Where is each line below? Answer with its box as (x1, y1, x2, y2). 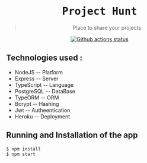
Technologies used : (6, 53, 83, 63)
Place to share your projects (72, 24, 142, 31)
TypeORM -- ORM (14, 94, 59, 101)
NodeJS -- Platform (14, 68, 63, 76)
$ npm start (6, 151, 36, 158)
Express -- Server (14, 75, 59, 82)
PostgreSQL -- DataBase (14, 87, 76, 95)
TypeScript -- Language (14, 81, 74, 88)
